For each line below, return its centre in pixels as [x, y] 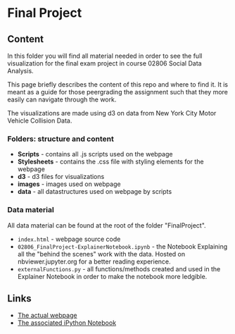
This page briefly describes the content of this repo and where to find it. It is [118, 85]
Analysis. [20, 71]
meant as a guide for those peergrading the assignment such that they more [118, 92]
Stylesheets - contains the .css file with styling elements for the [110, 162]
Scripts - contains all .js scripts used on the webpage [95, 154]
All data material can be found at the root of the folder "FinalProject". [107, 225]
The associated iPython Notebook [67, 323]
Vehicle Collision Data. [40, 120]
